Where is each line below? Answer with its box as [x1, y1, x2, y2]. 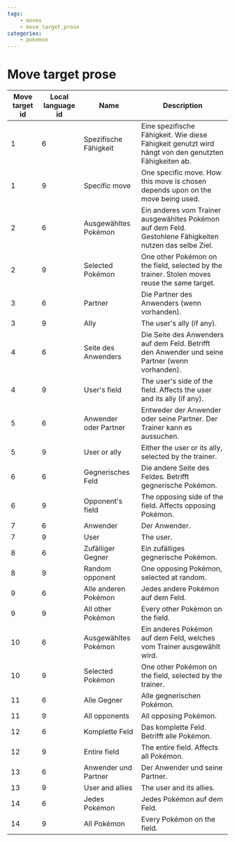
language [43, 101, 76, 111]
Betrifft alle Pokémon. [141, 731, 212, 741]
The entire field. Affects [141, 742, 219, 752]
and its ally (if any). [141, 394, 204, 404]
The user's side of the [141, 376, 213, 386]
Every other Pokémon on [141, 604, 222, 614]
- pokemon [20, 36, 49, 43]
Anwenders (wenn [141, 299, 201, 308]
